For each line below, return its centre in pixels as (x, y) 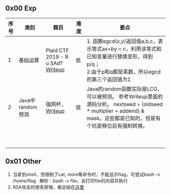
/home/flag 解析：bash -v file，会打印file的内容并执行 (70, 181)
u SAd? (54, 63)
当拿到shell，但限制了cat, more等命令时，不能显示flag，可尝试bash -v (86, 174)
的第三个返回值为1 (109, 79)
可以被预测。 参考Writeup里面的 (124, 96)
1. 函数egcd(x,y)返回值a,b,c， (122, 41)
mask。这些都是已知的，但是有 (123, 118)
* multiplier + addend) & (115, 110)
